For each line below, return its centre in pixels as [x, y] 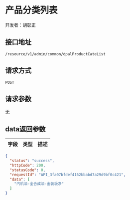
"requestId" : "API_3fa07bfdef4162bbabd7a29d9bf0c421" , [68, 175]
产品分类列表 [32, 10]
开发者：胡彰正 [20, 25]
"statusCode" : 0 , [28, 170]
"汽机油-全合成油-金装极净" [39, 184]
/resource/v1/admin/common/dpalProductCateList [56, 54]
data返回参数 [25, 129]
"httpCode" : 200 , [28, 165]
